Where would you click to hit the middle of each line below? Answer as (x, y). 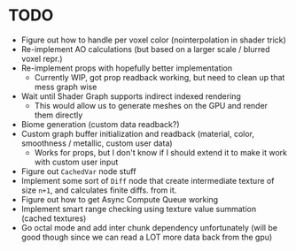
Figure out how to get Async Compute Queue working (120, 199)
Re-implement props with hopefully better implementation (127, 68)
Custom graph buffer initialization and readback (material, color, (137, 133)
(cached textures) (54, 218)
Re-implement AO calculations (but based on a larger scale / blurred (146, 49)
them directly (58, 115)
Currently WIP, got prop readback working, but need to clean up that (160, 77)
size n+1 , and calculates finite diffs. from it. (99, 190)
